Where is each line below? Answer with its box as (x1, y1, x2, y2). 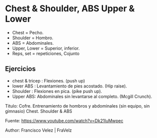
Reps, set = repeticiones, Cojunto (12, 50, 80, 56)
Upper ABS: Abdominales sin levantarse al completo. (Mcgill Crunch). (12, 93, 153, 99)
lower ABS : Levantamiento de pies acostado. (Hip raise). (12, 83, 127, 89)
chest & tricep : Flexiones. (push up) (12, 78, 86, 83)
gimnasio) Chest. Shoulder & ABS (5, 108, 72, 114)
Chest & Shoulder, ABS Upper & (5, 3, 135, 14)
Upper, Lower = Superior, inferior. (12, 45, 80, 51)
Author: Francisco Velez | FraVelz (5, 127, 72, 133)
